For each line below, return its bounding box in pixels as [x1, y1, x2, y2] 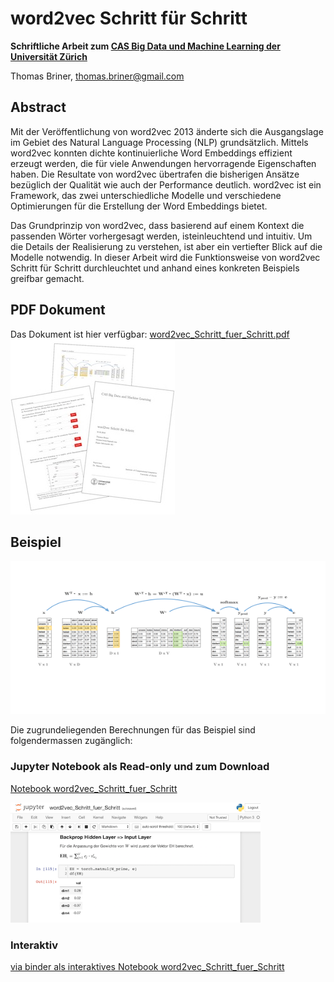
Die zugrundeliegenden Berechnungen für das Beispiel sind [10, 724, 256, 736]
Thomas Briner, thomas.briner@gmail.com [10, 70, 185, 82]
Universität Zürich [10, 50, 88, 62]
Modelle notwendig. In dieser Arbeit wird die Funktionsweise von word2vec [10, 251, 321, 263]
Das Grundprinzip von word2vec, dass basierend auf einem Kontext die [10, 219, 305, 231]
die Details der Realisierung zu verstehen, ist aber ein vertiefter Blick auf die [10, 240, 323, 252]
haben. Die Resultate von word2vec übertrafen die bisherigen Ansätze [10, 168, 300, 180]
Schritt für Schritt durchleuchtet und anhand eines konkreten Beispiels [10, 262, 300, 274]
